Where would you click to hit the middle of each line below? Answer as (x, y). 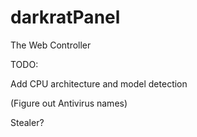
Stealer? (27, 122)
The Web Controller (51, 45)
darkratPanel (65, 17)
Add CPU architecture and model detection (99, 83)
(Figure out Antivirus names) (69, 103)
